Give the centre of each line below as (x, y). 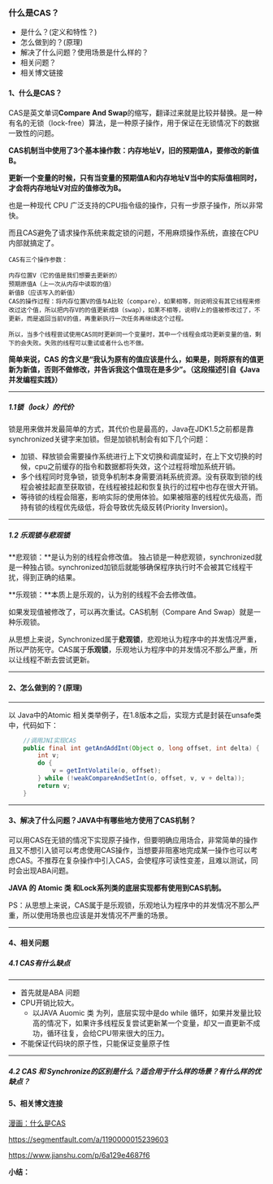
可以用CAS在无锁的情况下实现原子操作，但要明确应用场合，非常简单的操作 (133, 840)
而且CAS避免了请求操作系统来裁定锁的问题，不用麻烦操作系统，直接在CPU (134, 233)
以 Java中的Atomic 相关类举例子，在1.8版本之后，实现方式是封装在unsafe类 (135, 715)
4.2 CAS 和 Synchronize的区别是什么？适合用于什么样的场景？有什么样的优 (135, 1071)
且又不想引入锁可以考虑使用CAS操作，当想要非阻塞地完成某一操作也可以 (130, 850)
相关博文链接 (41, 73)
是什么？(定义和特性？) (58, 32)
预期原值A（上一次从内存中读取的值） (62, 284)
